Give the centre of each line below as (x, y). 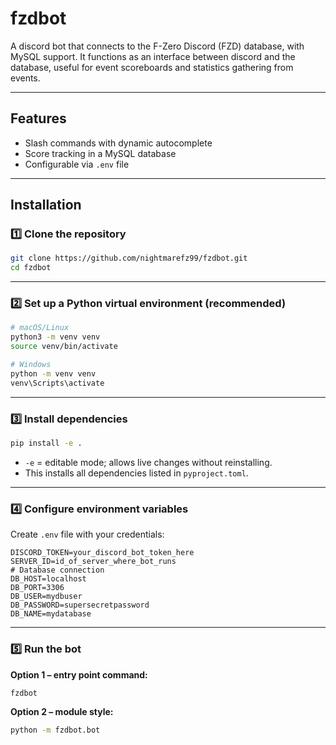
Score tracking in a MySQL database (100, 153)
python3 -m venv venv (55, 337)
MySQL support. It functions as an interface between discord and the (153, 56)
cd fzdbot (31, 268)
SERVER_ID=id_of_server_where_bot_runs (93, 562)
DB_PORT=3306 (37, 588)
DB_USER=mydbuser (46, 597)
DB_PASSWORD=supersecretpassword (80, 605)
